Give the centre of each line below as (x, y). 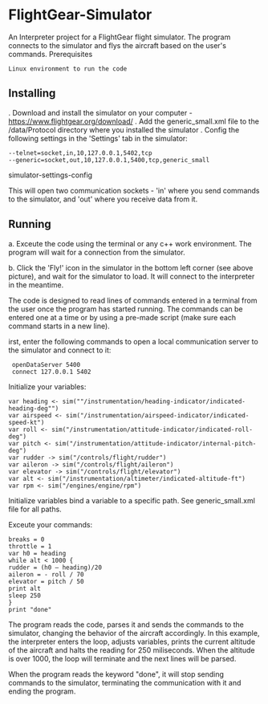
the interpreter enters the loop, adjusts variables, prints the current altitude (132, 641)
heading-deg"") (34, 408)
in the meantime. (36, 285)
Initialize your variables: (47, 386)
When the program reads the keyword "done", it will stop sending (116, 674)
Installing (32, 94)
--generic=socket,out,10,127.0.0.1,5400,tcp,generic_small (109, 160)
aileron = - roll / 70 (46, 574)
